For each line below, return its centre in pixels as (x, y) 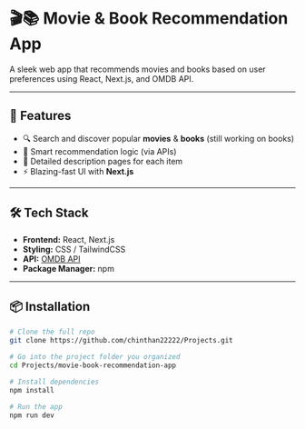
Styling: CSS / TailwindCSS (74, 249)
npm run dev (32, 415)
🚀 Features (40, 116)
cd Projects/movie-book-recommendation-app (93, 365)
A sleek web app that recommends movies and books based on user (138, 69)
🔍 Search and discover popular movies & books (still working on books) (158, 138)
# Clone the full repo (52, 332)
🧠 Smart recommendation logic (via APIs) (99, 151)
